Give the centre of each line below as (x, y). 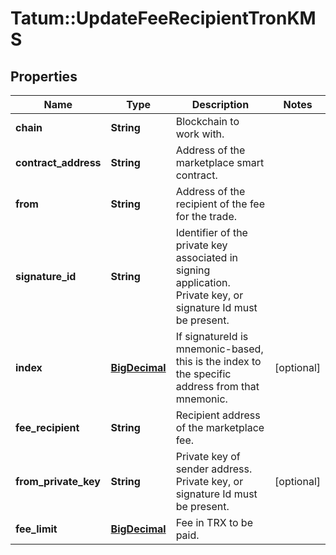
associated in (206, 257)
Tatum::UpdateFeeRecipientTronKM (163, 18)
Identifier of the (211, 232)
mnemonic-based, (219, 349)
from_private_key (58, 481)
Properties (44, 76)
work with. (200, 134)
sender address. (214, 469)
